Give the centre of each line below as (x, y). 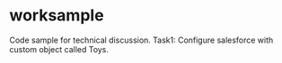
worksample (57, 16)
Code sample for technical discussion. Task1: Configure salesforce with (141, 40)
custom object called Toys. (59, 49)
